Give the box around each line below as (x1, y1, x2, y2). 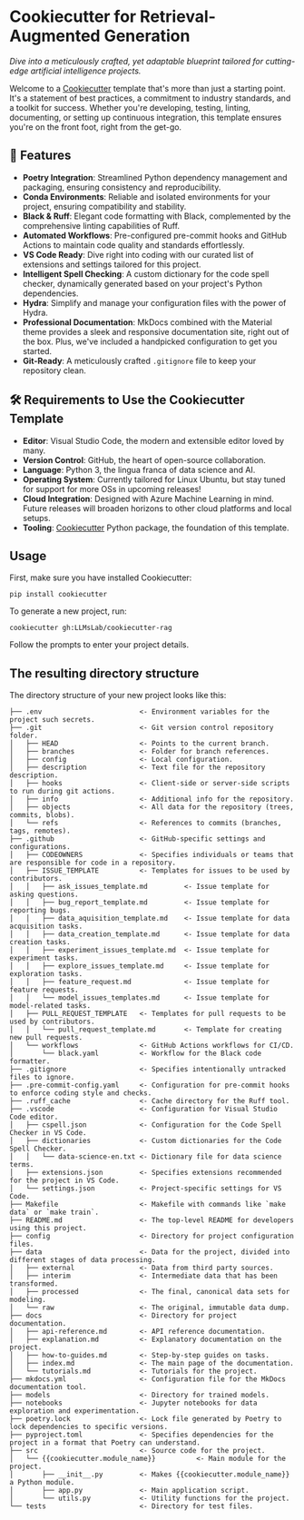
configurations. (9, 843, 71, 852)
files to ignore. (9, 1073, 75, 1082)
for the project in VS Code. (9, 1176, 120, 1186)
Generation (103, 25, 191, 46)
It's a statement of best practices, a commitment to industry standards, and (9, 93, 291, 104)
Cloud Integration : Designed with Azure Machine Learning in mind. (22, 493, 274, 504)
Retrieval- (139, 6, 216, 27)
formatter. (9, 1057, 51, 1066)
